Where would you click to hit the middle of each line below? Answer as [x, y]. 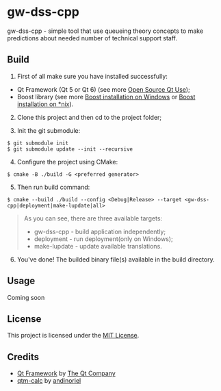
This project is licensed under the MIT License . [73, 336]
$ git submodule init [38, 143]
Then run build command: [53, 187]
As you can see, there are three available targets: [93, 218]
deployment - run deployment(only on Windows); [103, 239]
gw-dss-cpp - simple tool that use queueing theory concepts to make [105, 31]
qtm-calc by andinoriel [49, 381]
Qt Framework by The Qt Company [66, 373]
